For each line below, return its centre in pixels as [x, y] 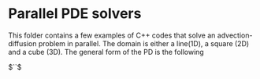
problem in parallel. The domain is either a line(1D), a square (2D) [144, 43]
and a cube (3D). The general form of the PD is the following [106, 52]
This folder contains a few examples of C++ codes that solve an [112, 35]
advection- [235, 35]
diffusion [22, 43]
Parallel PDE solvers [75, 14]
